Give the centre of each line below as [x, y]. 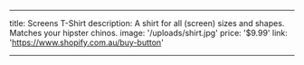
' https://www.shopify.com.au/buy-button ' [87, 42]
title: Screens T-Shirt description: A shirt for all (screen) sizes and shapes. [147, 23]
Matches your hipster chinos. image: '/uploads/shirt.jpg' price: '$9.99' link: [148, 33]
